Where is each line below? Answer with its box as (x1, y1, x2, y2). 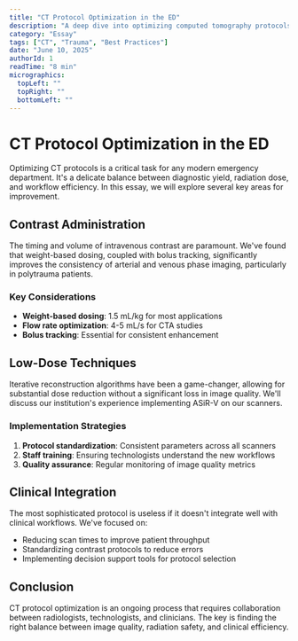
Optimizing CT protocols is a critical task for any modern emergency (9, 163, 259, 174)
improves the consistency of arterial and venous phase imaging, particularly (9, 259, 286, 270)
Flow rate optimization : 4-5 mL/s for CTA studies (21, 320, 204, 331)
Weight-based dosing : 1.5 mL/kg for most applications (21, 311, 223, 322)
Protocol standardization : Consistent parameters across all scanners (21, 440, 277, 450)
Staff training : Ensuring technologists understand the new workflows (21, 449, 276, 460)
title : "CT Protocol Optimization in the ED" (9, 12, 180, 22)
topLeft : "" (17, 79, 62, 88)
